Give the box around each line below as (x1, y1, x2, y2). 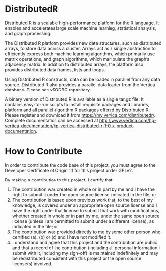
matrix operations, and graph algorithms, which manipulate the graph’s (5, 56, 150, 62)
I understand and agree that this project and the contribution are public (12, 239, 158, 245)
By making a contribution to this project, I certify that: (5, 177, 114, 182)
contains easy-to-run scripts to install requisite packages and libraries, (5, 101, 150, 107)
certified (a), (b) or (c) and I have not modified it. (12, 234, 111, 240)
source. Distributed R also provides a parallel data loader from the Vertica (5, 81, 155, 88)
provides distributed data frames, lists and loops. (5, 66, 105, 73)
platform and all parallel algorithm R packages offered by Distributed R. (5, 107, 150, 113)
